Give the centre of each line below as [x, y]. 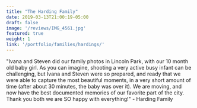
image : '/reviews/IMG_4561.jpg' [46, 28]
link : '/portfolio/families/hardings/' [55, 45]
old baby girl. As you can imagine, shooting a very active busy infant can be [99, 67]
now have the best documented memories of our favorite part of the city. [95, 93]
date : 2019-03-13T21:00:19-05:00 [47, 17]
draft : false [22, 22]
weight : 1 [18, 39]
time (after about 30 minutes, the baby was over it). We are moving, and [94, 86]
